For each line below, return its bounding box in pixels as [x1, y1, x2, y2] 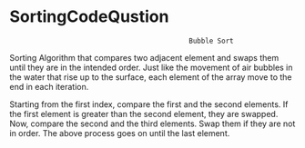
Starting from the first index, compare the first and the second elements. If [9, 98, 289, 110]
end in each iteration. [9, 81, 89, 92]
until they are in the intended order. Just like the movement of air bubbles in [9, 62, 293, 73]
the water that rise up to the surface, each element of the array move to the [9, 71, 292, 83]
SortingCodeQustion [9, 6, 169, 27]
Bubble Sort [188, 36, 234, 45]
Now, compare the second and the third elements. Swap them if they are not [9, 118, 296, 129]
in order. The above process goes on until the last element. [9, 127, 230, 138]
